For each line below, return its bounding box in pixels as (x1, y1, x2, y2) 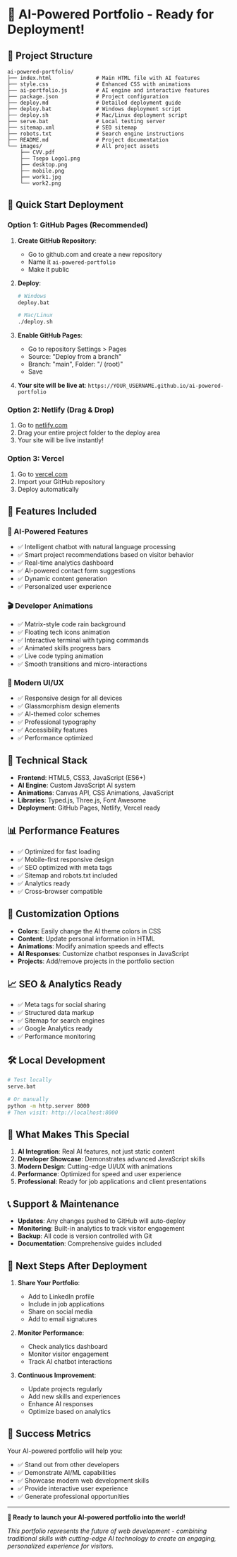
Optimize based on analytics (28, 1407, 111, 1415)
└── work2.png (20, 180, 61, 187)
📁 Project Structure (7, 50, 93, 62)
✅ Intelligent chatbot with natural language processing (17, 543, 176, 551)
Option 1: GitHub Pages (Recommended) (7, 220, 148, 230)
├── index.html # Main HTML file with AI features (7, 74, 200, 81)
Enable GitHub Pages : (17, 331, 83, 340)
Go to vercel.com (17, 470, 68, 478)
